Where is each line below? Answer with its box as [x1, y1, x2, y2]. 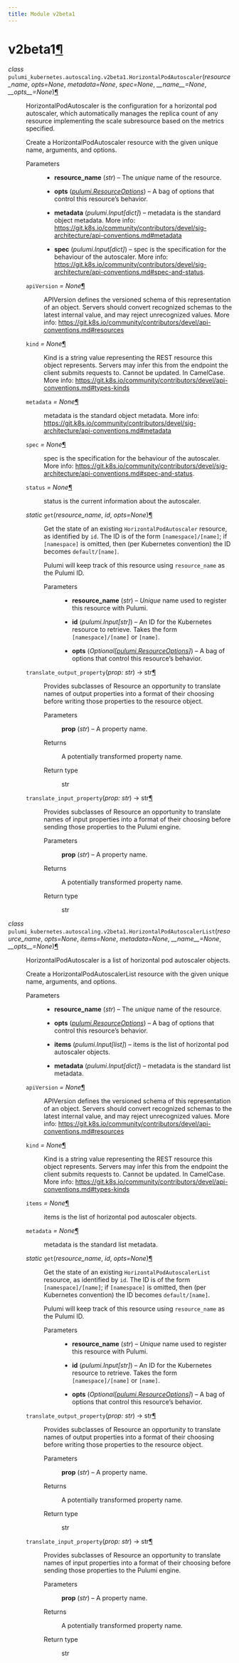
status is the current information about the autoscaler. [43, 496, 201, 505]
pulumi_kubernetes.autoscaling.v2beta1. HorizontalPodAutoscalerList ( [8, 926, 218, 935]
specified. [26, 124, 55, 133]
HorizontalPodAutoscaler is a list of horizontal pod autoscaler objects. [26, 956, 230, 964]
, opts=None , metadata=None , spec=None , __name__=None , [28, 80, 207, 88]
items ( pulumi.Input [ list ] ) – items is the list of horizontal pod [53, 1040, 229, 1048]
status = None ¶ [26, 483, 73, 491]
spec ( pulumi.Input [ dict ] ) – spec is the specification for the [53, 245, 227, 253]
